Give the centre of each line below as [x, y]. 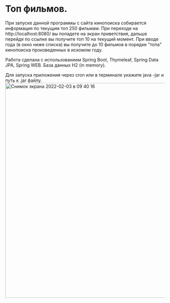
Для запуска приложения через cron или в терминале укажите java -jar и [84, 75]
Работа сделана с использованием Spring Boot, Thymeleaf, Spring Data [82, 59]
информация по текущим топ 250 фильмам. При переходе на [72, 28]
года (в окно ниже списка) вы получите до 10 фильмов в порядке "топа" [83, 44]
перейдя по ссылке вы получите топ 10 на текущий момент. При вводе [82, 39]
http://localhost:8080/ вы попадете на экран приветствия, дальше [76, 33]
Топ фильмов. [36, 9]
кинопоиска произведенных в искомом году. [54, 50]
